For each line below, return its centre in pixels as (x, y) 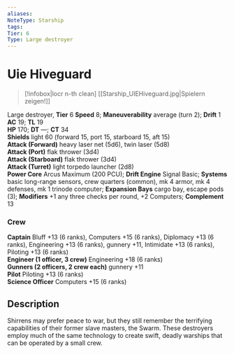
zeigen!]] (37, 101)
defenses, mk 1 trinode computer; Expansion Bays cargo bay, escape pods (116, 189)
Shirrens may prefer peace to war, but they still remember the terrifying (110, 321)
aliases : (20, 14)
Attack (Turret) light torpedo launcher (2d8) (71, 167)
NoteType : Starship (36, 20)
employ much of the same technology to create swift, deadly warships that (115, 336)
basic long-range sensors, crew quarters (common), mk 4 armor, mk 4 (109, 182)
